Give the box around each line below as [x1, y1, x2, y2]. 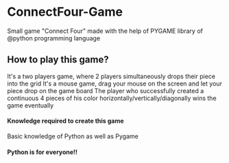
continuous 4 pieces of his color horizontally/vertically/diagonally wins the [7, 94, 217, 102]
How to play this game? [7, 54, 109, 66]
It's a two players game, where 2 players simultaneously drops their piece [7, 72, 216, 80]
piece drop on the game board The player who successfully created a [7, 86, 204, 95]
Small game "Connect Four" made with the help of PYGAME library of [7, 27, 204, 35]
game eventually [7, 101, 54, 110]
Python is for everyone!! [7, 148, 77, 156]
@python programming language [7, 34, 101, 42]
